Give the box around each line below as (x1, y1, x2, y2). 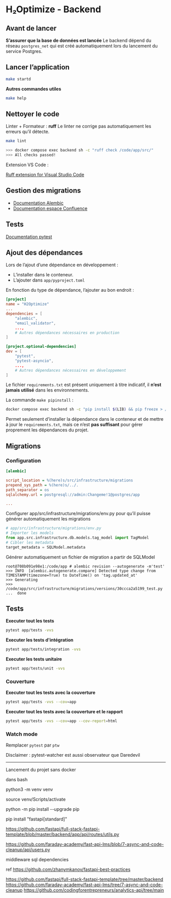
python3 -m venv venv (6, 786, 53, 792)
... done (6, 591, 27, 596)
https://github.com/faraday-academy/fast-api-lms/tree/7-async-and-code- (6, 882, 163, 888)
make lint (6, 139, 27, 144)
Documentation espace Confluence (13, 205, 88, 211)
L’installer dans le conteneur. (13, 272, 74, 278)
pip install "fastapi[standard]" (6, 816, 67, 822)
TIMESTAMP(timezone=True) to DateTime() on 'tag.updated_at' (6, 573, 138, 578)
